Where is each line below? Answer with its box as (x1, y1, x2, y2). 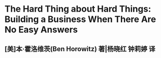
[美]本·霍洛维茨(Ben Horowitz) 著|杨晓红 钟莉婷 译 (4, 45, 156, 53)
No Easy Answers (4, 24, 78, 35)
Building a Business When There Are (4, 14, 156, 25)
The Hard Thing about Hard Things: (4, 3, 151, 15)
